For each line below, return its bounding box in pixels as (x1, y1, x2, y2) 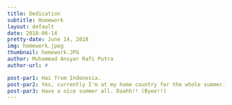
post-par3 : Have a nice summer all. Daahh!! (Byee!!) (7, 88, 167, 95)
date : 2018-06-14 (7, 29, 58, 37)
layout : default (7, 23, 54, 30)
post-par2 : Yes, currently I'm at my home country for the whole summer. (7, 81, 226, 88)
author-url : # (7, 62, 49, 69)
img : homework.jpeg (7, 42, 64, 49)
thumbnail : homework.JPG (7, 49, 79, 56)
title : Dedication (7, 10, 61, 17)
